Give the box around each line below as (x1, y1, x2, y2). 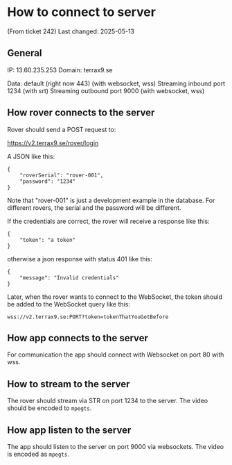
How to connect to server (7, 4, 156, 20)
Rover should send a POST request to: (7, 125, 116, 133)
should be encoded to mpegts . (7, 404, 92, 412)
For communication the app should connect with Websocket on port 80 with (7, 350, 224, 359)
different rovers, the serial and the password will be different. (7, 203, 181, 212)
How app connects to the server (7, 332, 149, 344)
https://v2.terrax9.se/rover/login (7, 138, 99, 147)
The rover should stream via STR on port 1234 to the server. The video (7, 397, 208, 405)
